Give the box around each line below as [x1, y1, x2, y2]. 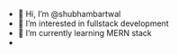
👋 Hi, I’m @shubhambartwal [17, 9, 121, 19]
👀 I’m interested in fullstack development [17, 18, 169, 29]
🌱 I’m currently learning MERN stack [17, 28, 152, 38]
